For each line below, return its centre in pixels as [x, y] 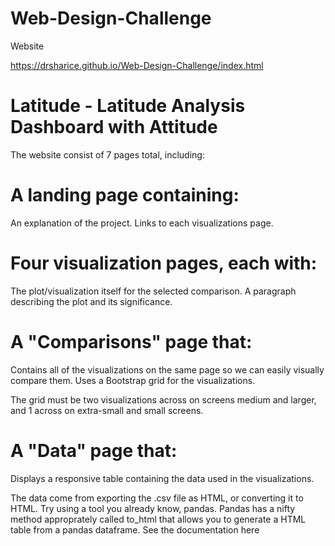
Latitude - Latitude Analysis [128, 106]
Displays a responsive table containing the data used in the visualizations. [162, 478]
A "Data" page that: [94, 450]
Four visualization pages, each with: [164, 263]
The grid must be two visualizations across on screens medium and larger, [163, 399]
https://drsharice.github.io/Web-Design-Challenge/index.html [137, 65]
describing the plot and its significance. [91, 301]
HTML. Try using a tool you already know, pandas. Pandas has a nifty [153, 508]
